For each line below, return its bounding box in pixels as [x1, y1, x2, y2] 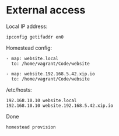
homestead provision [6, 124, 57, 130]
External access [6, 4, 86, 17]
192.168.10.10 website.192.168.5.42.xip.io [6, 103, 114, 109]
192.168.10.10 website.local [6, 97, 77, 103]
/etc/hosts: [6, 86, 32, 93]
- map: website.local [6, 55, 59, 61]
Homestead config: [6, 44, 52, 51]
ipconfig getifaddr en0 [6, 34, 64, 40]
